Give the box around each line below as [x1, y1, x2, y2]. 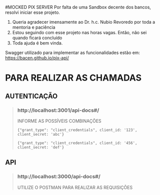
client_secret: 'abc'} [17, 132, 64, 137]
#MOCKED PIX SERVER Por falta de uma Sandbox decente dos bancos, [5, 4, 151, 10]
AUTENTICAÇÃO [5, 92, 58, 100]
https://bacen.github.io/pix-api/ [5, 55, 69, 61]
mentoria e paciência [12, 24, 55, 30]
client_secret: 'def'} [17, 145, 64, 150]
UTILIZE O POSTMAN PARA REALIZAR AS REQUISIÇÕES [17, 184, 133, 190]
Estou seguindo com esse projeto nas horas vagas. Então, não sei [12, 30, 147, 35]
